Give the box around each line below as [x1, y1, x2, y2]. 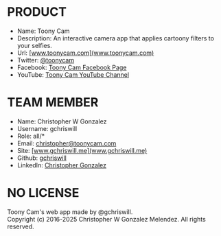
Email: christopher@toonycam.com [16, 139, 117, 147]
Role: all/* [16, 132, 45, 140]
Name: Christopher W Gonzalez [16, 117, 107, 126]
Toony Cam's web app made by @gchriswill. [7, 207, 133, 216]
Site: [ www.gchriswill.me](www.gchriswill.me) [16, 146, 148, 154]
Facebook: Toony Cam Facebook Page [16, 63, 127, 71]
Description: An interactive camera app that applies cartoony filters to [16, 34, 215, 42]
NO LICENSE [7, 185, 80, 201]
